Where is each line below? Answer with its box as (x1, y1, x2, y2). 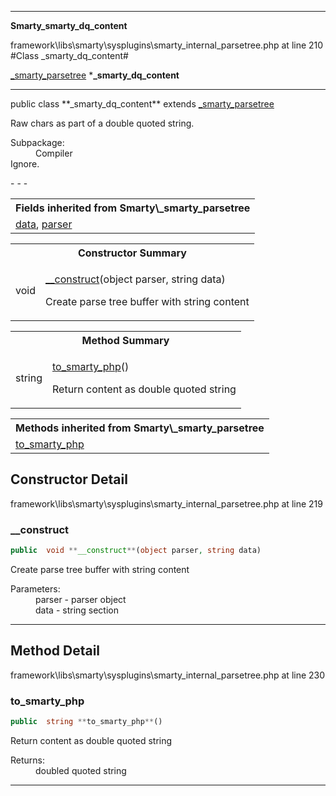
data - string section (35, 604, 120, 616)
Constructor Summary (77, 246, 187, 260)
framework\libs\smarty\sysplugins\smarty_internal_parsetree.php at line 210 (10, 39, 324, 51)
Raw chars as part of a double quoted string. (10, 117, 195, 129)
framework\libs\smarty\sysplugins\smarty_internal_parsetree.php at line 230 (10, 669, 326, 681)
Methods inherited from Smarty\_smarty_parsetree (15, 421, 265, 435)
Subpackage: (10, 137, 65, 148)
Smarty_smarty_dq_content (10, 20, 128, 31)
